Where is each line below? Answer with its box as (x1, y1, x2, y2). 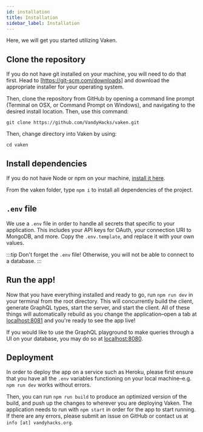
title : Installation (6, 15, 59, 21)
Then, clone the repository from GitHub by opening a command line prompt (6, 95, 195, 102)
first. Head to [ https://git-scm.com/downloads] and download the (6, 77, 170, 84)
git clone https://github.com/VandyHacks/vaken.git (6, 119, 139, 126)
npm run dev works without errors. (6, 381, 92, 388)
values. (6, 239, 24, 246)
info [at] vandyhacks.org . (6, 419, 73, 426)
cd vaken (6, 142, 28, 148)
